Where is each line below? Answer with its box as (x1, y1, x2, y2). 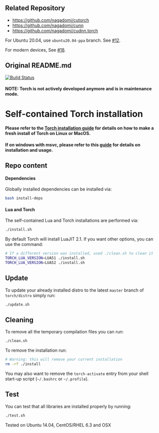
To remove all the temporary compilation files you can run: (5, 329, 124, 335)
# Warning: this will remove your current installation (5, 357, 122, 362)
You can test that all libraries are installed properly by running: (5, 403, 132, 409)
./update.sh (5, 302, 30, 307)
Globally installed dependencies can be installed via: (5, 186, 112, 192)
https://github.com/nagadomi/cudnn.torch (12, 27, 98, 34)
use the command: (5, 242, 43, 247)
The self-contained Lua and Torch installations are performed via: (5, 218, 139, 224)
